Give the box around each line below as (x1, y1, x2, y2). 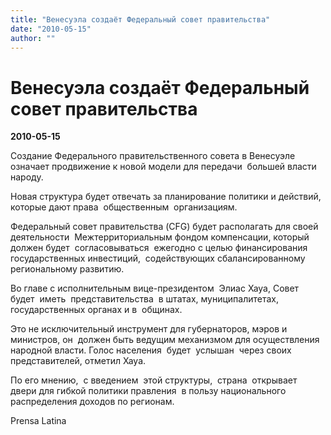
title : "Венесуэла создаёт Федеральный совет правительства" (10, 14, 271, 25)
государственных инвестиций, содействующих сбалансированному (10, 252, 306, 265)
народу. (10, 171, 44, 183)
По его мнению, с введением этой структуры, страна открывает (10, 374, 298, 386)
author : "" (10, 33, 56, 43)
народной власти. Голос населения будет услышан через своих (10, 344, 292, 356)
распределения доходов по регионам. (10, 396, 175, 408)
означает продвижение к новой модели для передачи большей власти (10, 161, 317, 173)
